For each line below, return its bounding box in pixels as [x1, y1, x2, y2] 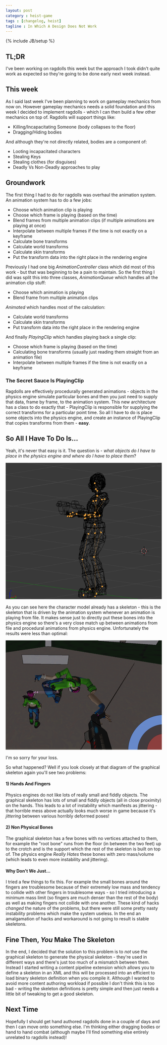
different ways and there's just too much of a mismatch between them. [5, 959, 150, 965]
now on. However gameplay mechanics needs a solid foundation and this [5, 103, 155, 109]
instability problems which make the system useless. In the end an [5, 910, 141, 916]
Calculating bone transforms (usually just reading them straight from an [12, 349, 159, 355]
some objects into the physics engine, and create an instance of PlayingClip [5, 415, 161, 421]
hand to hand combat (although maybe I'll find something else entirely [5, 1029, 149, 1035]
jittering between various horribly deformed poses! [5, 813, 110, 819]
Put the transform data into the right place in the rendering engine [12, 254, 148, 260]
